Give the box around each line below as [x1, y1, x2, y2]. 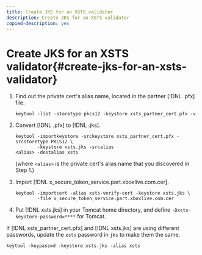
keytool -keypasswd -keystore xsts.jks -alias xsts [6, 243, 140, 249]
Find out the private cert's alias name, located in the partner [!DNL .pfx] [15, 93, 195, 100]
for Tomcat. [77, 213, 106, 220]
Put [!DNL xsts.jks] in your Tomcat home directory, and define [15, 206, 171, 214]
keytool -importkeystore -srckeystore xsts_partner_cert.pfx [15, 134, 175, 140]
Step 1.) [15, 167, 35, 174]
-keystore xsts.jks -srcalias [37, 144, 114, 150]
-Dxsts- [171, 207, 191, 214]
